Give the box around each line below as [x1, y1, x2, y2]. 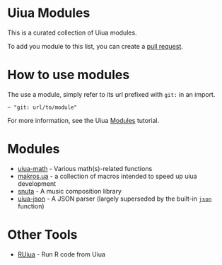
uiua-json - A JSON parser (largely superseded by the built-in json [17, 194, 212, 203]
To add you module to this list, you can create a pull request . [7, 42, 184, 50]
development [17, 179, 57, 188]
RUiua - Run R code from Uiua [17, 249, 106, 259]
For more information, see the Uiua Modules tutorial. [7, 116, 160, 124]
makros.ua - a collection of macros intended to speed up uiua [17, 172, 197, 180]
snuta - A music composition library [17, 187, 122, 195]
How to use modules [7, 67, 130, 83]
